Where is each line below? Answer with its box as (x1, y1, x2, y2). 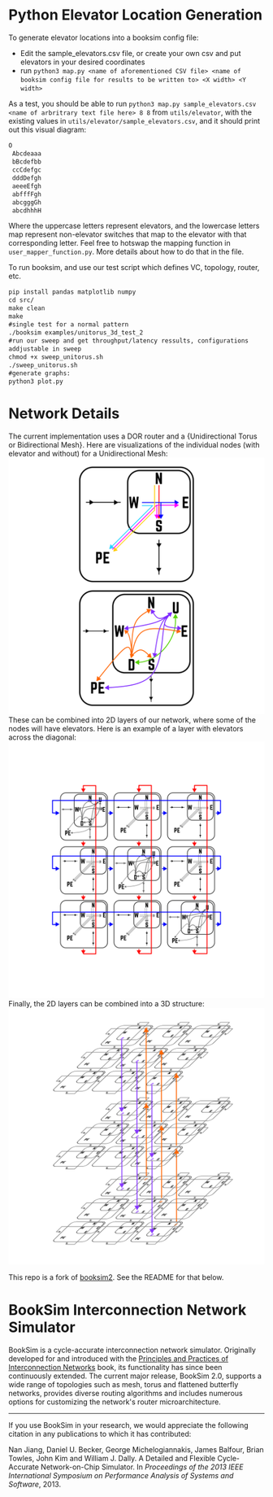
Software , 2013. (8, 1479, 62, 1489)
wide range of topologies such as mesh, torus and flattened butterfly (8, 1379, 239, 1389)
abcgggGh (11, 198, 42, 207)
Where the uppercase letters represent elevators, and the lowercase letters (8, 220, 260, 230)
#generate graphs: (8, 369, 71, 378)
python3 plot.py (8, 377, 63, 386)
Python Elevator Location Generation (8, 6, 262, 24)
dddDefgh (11, 173, 42, 182)
